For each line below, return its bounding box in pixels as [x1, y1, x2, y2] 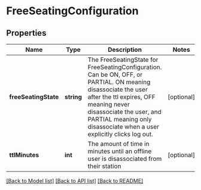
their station [87, 162, 121, 170]
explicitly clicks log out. [87, 130, 154, 138]
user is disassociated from [87, 155, 162, 163]
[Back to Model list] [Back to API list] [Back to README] [6, 177, 144, 184]
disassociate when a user [87, 123, 160, 130]
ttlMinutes [9, 151, 39, 159]
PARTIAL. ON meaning [87, 78, 151, 86]
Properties [6, 28, 47, 38]
